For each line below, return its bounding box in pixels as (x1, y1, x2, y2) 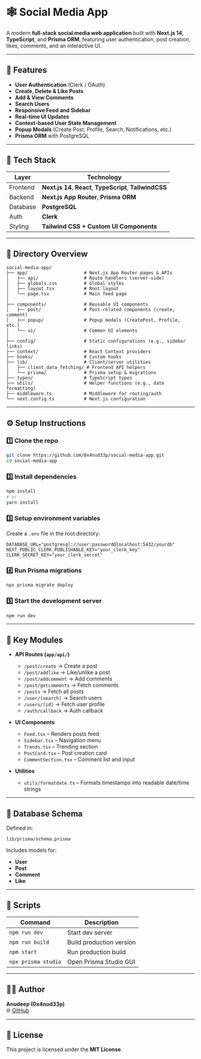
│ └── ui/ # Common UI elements (6, 328, 138, 334)
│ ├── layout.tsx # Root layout (6, 286, 119, 292)
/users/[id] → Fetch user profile (23, 701, 105, 708)
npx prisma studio (9, 958, 62, 965)
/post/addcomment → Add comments (23, 675, 112, 683)
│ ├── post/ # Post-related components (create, (6, 307, 175, 313)
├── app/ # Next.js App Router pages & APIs (6, 270, 172, 276)
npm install (6, 488, 36, 495)
